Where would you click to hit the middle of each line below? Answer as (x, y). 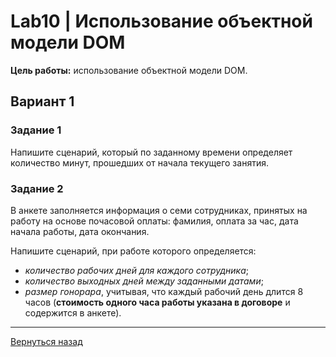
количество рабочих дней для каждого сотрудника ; (137, 270)
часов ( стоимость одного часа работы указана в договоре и (157, 302)
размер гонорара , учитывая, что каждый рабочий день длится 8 (164, 291)
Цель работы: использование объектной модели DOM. (129, 70)
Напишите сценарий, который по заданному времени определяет (151, 152)
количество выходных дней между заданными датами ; (144, 281)
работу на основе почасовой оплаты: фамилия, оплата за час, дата (154, 221)
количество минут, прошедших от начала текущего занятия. (139, 162)
